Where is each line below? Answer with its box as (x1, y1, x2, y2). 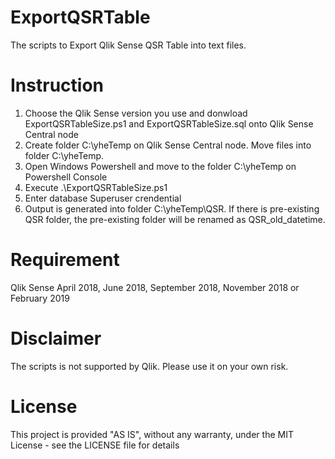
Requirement (10, 249, 120, 271)
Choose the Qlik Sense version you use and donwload (24, 107, 248, 119)
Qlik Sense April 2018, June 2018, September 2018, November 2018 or (10, 281, 300, 293)
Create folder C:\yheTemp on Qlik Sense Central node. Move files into (24, 139, 312, 151)
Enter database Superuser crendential (24, 192, 182, 204)
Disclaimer (10, 327, 102, 350)
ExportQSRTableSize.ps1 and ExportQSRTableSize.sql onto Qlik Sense (24, 117, 314, 130)
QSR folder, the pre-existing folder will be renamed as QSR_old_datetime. (24, 213, 326, 225)
